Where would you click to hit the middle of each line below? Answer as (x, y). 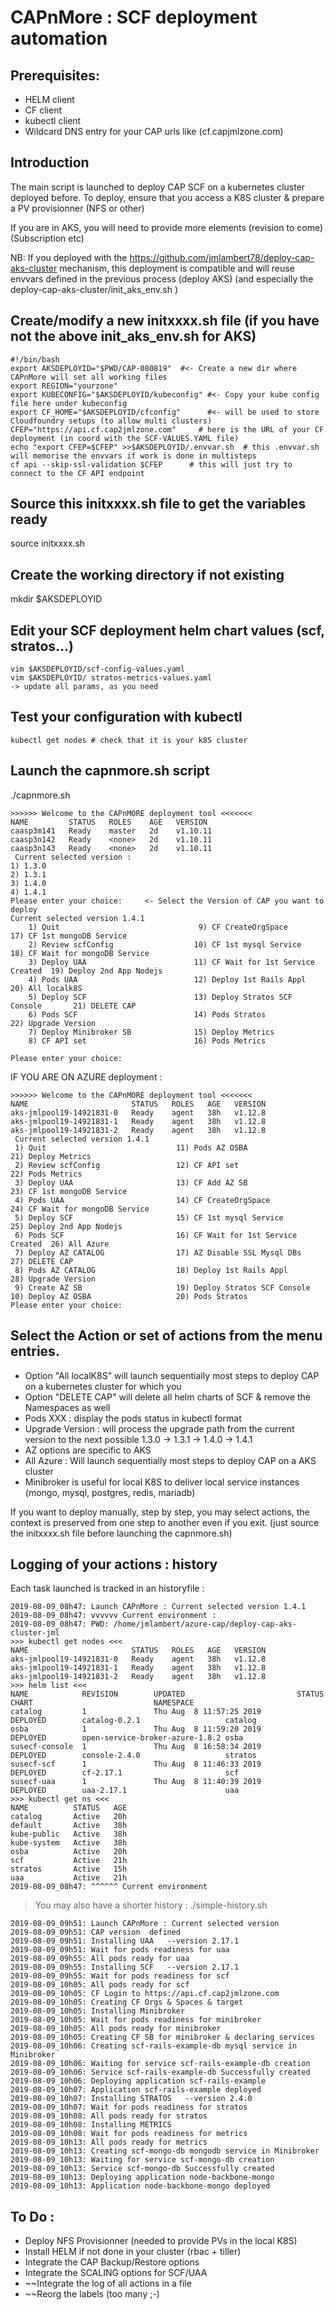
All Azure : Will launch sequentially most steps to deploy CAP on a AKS (170, 1460)
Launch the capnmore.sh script (110, 771)
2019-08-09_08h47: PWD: (60, 1624)
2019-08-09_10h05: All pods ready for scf (100, 1985)
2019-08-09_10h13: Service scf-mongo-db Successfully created (142, 2169)
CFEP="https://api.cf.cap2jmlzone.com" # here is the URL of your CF (167, 429)
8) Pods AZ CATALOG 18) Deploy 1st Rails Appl (151, 1270)
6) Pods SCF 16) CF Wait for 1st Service (156, 1235)
